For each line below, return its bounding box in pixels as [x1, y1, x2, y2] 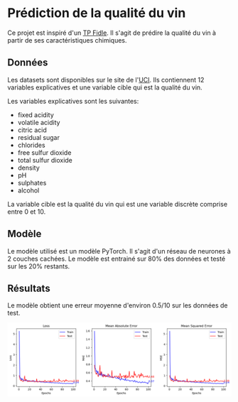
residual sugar [17, 133, 60, 141]
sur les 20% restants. [7, 261, 70, 271]
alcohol [17, 186, 40, 195]
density [17, 163, 40, 172]
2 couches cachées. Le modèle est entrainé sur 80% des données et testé [7, 254, 226, 263]
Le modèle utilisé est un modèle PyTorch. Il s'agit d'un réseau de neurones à [7, 246, 231, 255]
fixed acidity [17, 110, 55, 119]
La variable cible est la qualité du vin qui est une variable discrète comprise [7, 200, 228, 208]
